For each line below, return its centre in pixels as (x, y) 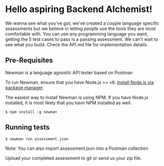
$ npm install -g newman (31, 112)
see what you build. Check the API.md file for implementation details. (77, 44)
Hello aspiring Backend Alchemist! (79, 9)
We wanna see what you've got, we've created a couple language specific (82, 23)
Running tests (28, 128)
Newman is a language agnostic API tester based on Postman (69, 72)
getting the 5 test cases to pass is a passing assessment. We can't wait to (82, 39)
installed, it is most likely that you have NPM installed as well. (68, 103)
